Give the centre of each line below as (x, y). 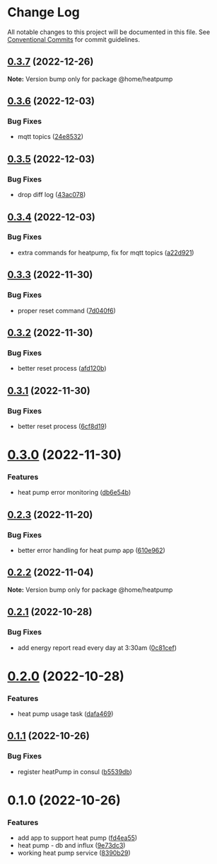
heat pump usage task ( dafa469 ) (65, 714)
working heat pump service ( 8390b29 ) (74, 853)
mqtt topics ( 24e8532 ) (50, 137)
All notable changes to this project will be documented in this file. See (109, 32)
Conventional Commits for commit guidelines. (74, 39)
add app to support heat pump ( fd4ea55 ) (77, 838)
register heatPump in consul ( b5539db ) (75, 772)
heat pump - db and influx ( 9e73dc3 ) (71, 846)
